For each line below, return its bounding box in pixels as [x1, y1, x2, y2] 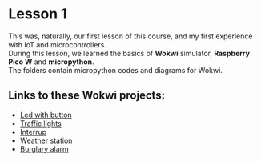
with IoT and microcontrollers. [8, 39, 106, 49]
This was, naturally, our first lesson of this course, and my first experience [8, 31, 253, 41]
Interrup [19, 127, 47, 136]
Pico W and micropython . [8, 57, 94, 67]
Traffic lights [19, 118, 62, 128]
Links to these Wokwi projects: [8, 89, 166, 103]
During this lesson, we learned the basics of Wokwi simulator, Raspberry [8, 48, 251, 58]
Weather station [19, 136, 73, 145]
